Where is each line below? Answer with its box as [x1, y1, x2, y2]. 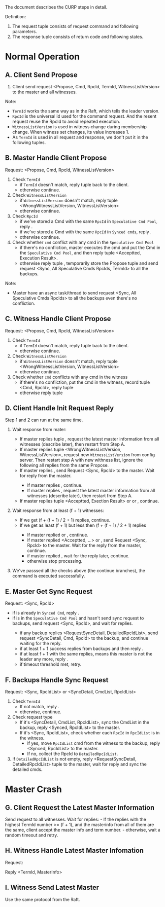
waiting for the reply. [19, 641, 62, 647]
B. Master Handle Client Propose [5, 154, 107, 162]
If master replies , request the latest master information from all [27, 488, 155, 494]
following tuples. [12, 140, 46, 145]
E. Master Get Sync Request [5, 587, 93, 596]
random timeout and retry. [5, 832, 58, 838]
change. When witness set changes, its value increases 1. [12, 129, 130, 135]
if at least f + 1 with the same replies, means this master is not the [19, 651, 153, 657]
